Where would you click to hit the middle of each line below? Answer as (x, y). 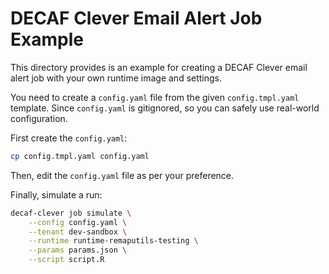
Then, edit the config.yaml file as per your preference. (122, 175)
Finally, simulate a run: (56, 194)
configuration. (39, 118)
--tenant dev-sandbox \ (78, 232)
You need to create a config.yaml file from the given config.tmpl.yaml (155, 97)
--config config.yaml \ (78, 222)
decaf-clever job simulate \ (71, 213)
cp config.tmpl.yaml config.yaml (80, 156)
